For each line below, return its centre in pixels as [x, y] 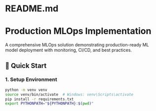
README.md [32, 9]
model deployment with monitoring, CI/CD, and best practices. [69, 50]
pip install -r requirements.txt [39, 99]
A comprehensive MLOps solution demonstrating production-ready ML [77, 45]
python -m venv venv [26, 90]
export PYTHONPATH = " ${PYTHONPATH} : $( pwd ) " [49, 104]
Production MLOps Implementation [78, 31]
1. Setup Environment [31, 79]
